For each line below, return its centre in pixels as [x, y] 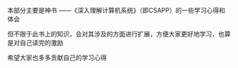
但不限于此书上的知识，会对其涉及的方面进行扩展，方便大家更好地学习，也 [116, 34]
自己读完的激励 [41, 43]
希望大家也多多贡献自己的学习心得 [57, 57]
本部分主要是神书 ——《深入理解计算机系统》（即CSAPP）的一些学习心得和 [116, 10]
